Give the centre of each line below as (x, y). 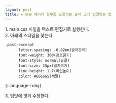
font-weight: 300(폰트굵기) (45, 55)
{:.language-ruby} (23, 85)
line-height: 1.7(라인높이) (45, 71)
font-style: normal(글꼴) (44, 60)
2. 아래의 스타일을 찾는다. (30, 35)
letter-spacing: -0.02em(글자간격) (53, 50)
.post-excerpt (20, 45)
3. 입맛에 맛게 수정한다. (28, 96)
